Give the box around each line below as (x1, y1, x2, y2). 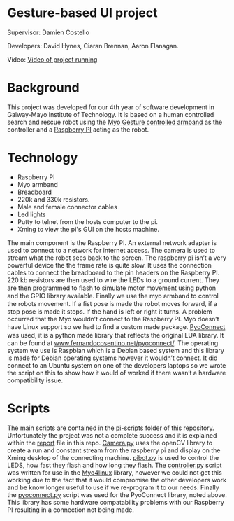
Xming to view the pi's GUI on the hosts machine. (17, 225, 159, 233)
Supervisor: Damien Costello (7, 28, 89, 36)
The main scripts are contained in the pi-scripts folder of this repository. (7, 424, 214, 432)
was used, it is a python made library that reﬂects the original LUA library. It (7, 331, 224, 339)
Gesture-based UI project (7, 5, 158, 21)
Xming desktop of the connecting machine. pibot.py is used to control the (7, 453, 219, 461)
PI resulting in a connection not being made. (7, 506, 134, 514)
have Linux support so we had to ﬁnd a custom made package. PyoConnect (7, 322, 226, 331)
